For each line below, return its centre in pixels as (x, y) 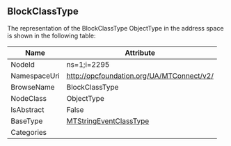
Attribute (140, 53)
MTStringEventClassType (108, 121)
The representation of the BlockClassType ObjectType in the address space (115, 28)
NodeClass (29, 98)
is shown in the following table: (51, 35)
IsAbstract (27, 109)
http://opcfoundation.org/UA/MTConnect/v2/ (140, 76)
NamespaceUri (35, 76)
